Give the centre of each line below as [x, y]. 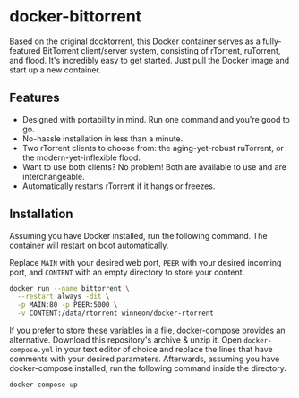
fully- [272, 41]
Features [34, 98]
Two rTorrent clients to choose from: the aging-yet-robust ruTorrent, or [153, 148]
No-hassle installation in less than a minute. [103, 138]
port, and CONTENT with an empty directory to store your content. [127, 272]
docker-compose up [43, 385]
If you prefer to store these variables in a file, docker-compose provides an [147, 330]
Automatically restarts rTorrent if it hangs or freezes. [119, 186]
